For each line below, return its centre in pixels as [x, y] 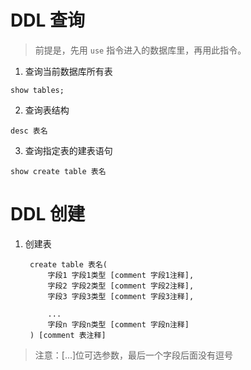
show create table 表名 [58, 171]
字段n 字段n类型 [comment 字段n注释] [118, 324]
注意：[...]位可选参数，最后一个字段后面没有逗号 [134, 355]
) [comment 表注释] [68, 335]
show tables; [37, 90]
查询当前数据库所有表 [68, 71]
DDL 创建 [47, 214]
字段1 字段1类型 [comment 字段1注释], [121, 275]
